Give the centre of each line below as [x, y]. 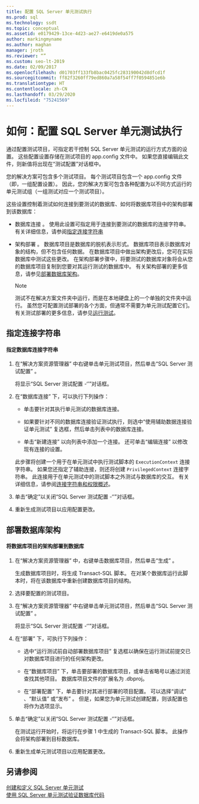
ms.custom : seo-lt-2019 [36, 61]
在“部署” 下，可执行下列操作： [52, 638]
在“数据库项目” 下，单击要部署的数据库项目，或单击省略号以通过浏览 [107, 671]
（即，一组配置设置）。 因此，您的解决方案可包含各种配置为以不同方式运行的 [99, 184]
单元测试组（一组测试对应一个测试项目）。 [57, 191]
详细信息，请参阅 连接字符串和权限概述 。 [64, 484]
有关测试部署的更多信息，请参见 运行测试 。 [67, 313]
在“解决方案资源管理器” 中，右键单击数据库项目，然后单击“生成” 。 [96, 560]
